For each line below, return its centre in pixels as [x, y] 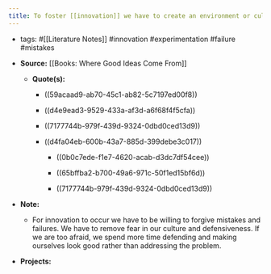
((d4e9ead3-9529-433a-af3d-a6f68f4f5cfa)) [120, 110]
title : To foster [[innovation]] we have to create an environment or [129, 16]
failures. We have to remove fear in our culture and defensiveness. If [146, 228]
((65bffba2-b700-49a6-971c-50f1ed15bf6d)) [131, 173]
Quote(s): [49, 78]
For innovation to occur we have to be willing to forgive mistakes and [146, 220]
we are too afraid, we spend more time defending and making [134, 237]
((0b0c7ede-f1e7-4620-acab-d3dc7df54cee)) [133, 157]
